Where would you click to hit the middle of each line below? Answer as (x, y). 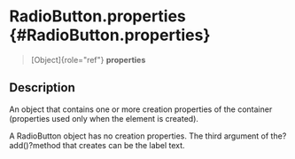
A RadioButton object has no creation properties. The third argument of (139, 136)
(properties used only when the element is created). (104, 118)
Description (42, 87)
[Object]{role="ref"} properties (88, 60)
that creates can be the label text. (124, 145)
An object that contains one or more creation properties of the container (141, 109)
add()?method (35, 145)
